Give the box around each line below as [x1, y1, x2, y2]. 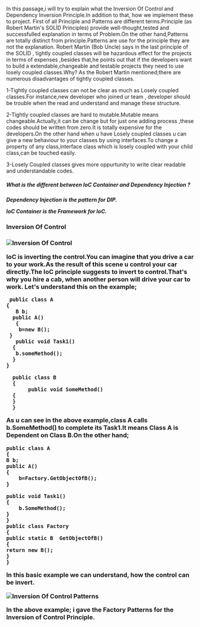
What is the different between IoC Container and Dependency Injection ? [6, 181, 191, 188]
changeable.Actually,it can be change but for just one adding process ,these [6, 117, 194, 125]
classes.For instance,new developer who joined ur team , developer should [6, 93, 191, 100]
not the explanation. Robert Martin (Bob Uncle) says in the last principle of [6, 43, 189, 50]
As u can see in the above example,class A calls [6, 416, 148, 424]
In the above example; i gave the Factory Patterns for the [6, 605, 174, 614]
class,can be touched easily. [6, 149, 76, 156]
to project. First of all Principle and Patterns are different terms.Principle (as [6, 18, 192, 25]
